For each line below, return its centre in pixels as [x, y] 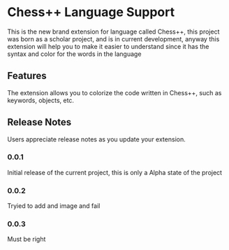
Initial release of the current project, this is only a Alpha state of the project [114, 172]
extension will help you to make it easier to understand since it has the [108, 46]
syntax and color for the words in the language [74, 54]
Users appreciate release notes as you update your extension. [97, 139]
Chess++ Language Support [91, 12]
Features [27, 76]
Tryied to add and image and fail [54, 206]
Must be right [27, 239]
